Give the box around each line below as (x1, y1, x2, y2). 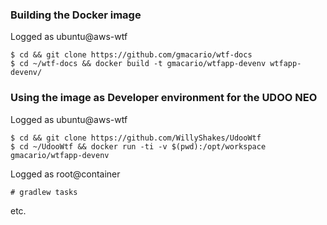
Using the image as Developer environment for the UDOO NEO (10, 91, 318, 105)
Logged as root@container (10, 168, 121, 180)
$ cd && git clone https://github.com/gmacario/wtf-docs (10, 50, 253, 60)
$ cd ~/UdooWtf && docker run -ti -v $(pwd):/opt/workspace (10, 141, 267, 152)
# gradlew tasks (10, 187, 78, 197)
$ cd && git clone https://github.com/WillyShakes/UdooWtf (10, 133, 262, 143)
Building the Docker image (10, 8, 142, 22)
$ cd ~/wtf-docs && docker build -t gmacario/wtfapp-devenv (10, 59, 267, 69)
